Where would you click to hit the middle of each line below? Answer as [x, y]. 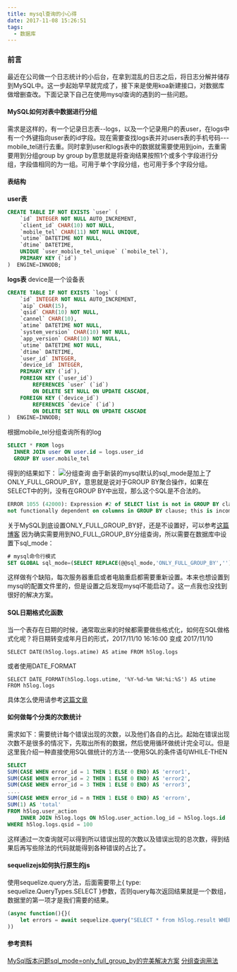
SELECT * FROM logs [36, 446]
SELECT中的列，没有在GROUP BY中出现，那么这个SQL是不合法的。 [106, 491]
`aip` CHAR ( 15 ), [44, 306]
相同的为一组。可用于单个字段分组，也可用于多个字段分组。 [124, 164]
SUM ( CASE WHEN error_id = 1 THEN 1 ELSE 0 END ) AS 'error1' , [99, 772]
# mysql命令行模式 [32, 556]
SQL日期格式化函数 [35, 612]
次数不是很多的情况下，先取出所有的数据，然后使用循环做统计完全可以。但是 [119, 743]
